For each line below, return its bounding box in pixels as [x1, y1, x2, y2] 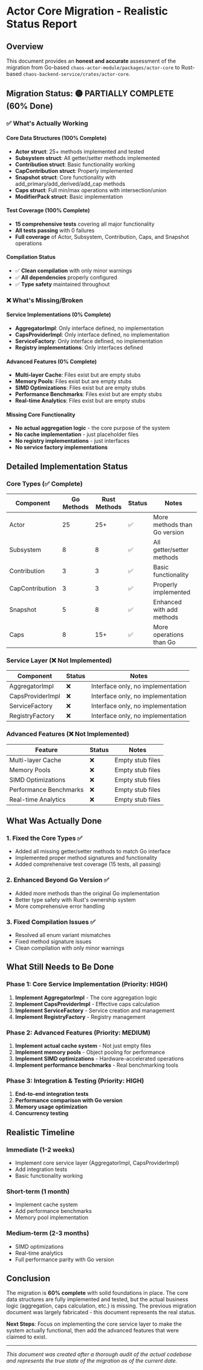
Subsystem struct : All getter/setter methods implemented [14, 154, 160, 161]
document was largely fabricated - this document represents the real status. [6, 1309, 196, 1316]
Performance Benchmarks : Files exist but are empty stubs [14, 391, 162, 398]
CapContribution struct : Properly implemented [14, 167, 133, 174]
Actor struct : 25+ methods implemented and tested [14, 147, 144, 155]
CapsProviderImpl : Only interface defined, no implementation [14, 331, 170, 338]
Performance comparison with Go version [14, 1096, 123, 1104]
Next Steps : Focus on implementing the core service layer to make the [6, 1320, 182, 1328]
